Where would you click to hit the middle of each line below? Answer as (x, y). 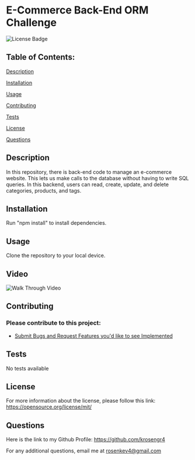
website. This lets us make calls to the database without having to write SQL (97, 178)
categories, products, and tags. (44, 190)
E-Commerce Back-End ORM (77, 10)
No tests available (27, 368)
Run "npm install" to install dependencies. (56, 223)
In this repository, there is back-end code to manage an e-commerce (89, 172)
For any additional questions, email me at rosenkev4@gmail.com (84, 451)
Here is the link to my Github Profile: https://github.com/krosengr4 (86, 440)
